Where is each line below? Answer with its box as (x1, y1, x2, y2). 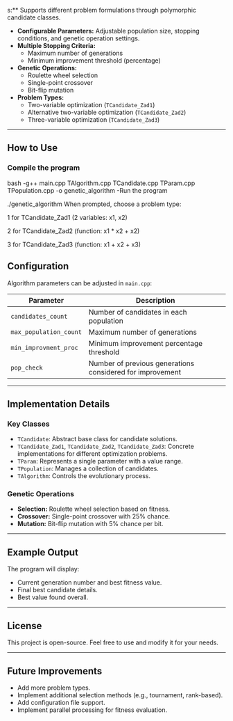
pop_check (10, 363, 43, 372)
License (7, 619, 42, 632)
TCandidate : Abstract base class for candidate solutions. (17, 435, 178, 443)
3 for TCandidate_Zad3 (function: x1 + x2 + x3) (7, 240, 141, 248)
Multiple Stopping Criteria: (17, 42, 96, 49)
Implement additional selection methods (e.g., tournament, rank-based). (17, 690, 223, 699)
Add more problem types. (17, 683, 91, 692)
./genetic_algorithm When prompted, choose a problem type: (7, 200, 182, 208)
